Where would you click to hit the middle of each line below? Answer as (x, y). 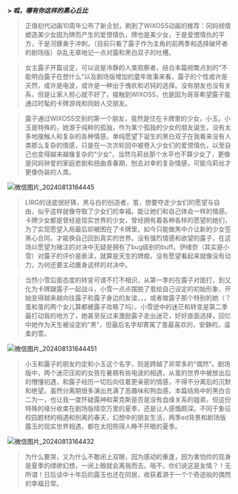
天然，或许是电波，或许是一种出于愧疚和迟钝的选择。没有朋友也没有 (125, 85)
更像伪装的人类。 (50, 172)
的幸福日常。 (43, 483)
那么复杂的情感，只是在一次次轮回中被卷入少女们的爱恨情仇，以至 (128, 145)
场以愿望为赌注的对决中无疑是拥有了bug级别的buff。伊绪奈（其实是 (124, 247)
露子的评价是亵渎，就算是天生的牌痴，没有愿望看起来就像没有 (134, 256)
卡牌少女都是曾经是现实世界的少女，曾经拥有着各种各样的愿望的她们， (128, 220)
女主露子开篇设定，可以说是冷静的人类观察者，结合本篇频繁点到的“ (123, 67)
